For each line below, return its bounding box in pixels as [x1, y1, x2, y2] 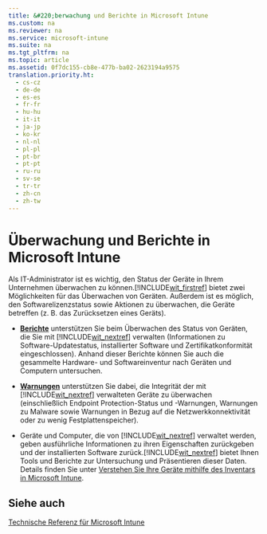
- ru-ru [15, 167, 41, 175]
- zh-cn [15, 189, 41, 198]
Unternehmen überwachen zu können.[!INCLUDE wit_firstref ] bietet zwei [8, 283, 245, 293]
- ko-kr [15, 130, 41, 138]
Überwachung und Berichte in [8, 231, 211, 249]
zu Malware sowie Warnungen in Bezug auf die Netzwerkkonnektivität [19, 407, 251, 417]
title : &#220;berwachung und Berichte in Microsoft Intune [8, 11, 209, 20]
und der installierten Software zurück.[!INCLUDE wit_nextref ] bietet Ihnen [19, 448, 259, 457]
